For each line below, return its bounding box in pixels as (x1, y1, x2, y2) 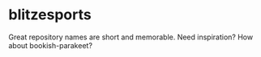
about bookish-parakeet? (8, 40, 93, 50)
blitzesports (8, 6, 92, 24)
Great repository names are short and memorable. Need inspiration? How (8, 32, 254, 42)
